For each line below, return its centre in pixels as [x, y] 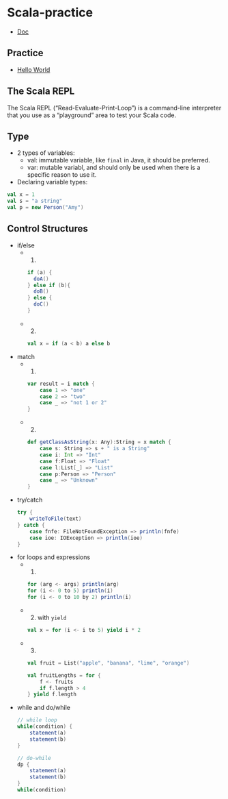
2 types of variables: [46, 153]
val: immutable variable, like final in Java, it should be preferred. [118, 160]
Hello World [33, 69]
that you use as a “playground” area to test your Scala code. [91, 115]
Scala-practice [50, 13]
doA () [41, 279]
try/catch [30, 500]
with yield [52, 617]
